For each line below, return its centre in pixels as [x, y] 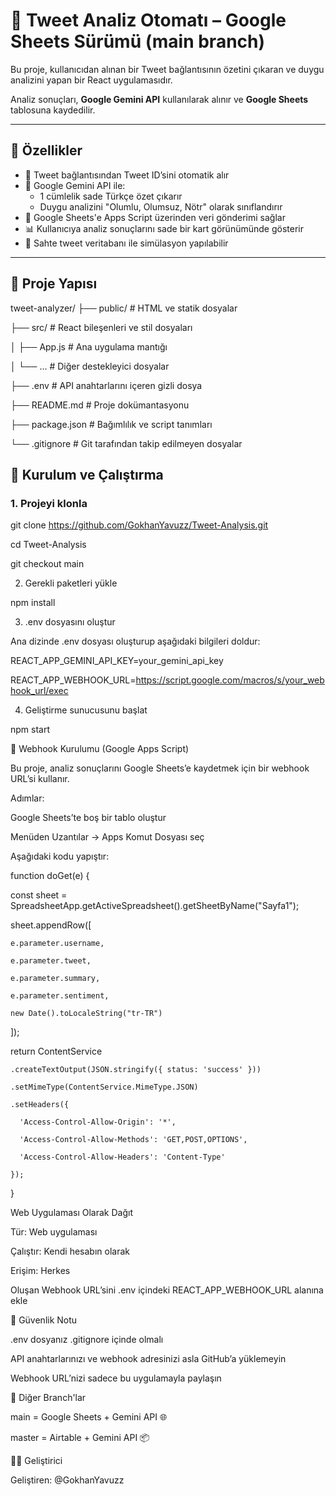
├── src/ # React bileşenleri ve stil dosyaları [101, 327]
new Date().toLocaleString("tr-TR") [86, 1014]
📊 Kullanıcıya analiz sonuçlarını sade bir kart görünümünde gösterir [164, 228]
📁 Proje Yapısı [54, 284]
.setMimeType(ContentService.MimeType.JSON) [104, 1087]
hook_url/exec [39, 691]
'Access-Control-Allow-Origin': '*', [98, 1122]
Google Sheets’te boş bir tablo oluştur [88, 818]
